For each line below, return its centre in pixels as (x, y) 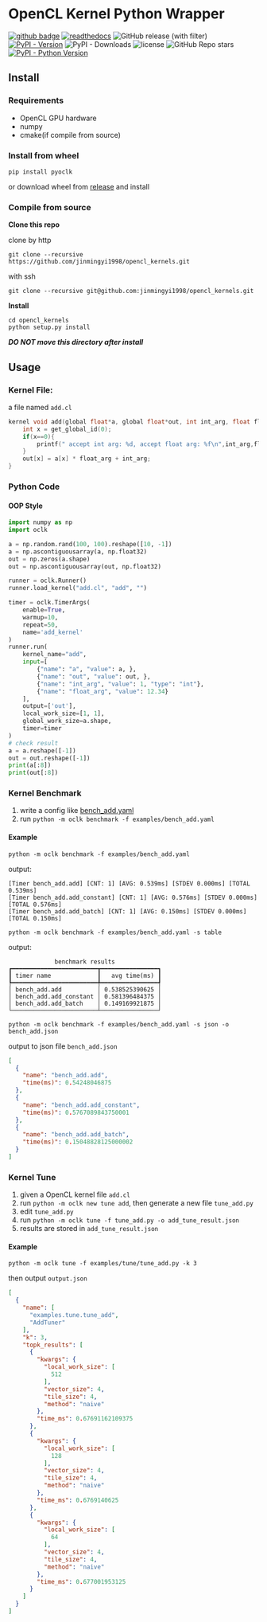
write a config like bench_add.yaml (77, 811)
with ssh (22, 276)
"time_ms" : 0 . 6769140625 (78, 1500)
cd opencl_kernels (39, 320)
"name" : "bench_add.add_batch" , (76, 1135)
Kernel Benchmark (45, 793)
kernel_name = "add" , (55, 655)
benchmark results (85, 961)
